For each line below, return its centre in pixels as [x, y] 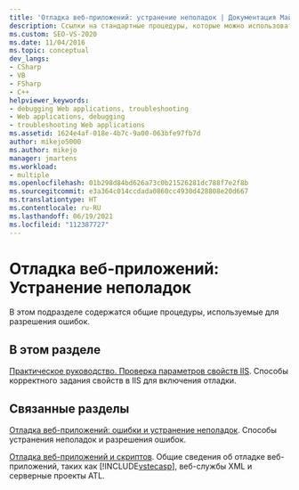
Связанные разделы [69, 408]
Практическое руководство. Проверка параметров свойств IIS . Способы [149, 372]
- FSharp [25, 84]
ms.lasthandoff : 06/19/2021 [61, 216]
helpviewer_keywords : [49, 100]
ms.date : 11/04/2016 [48, 42]
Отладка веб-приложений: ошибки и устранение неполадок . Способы [143, 430]
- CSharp [25, 68]
